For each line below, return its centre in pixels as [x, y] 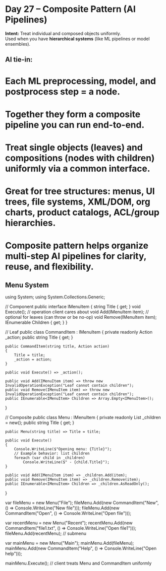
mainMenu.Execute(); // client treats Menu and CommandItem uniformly [79, 563]
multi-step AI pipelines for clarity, [76, 256]
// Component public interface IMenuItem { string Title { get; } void [73, 307]
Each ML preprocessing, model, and [81, 81]
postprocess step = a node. [63, 92]
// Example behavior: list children [52, 454]
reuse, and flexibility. [50, 267]
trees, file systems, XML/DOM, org [78, 202]
